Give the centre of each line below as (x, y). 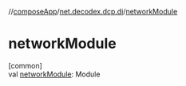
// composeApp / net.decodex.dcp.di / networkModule (93, 12)
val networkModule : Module (54, 74)
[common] (25, 65)
